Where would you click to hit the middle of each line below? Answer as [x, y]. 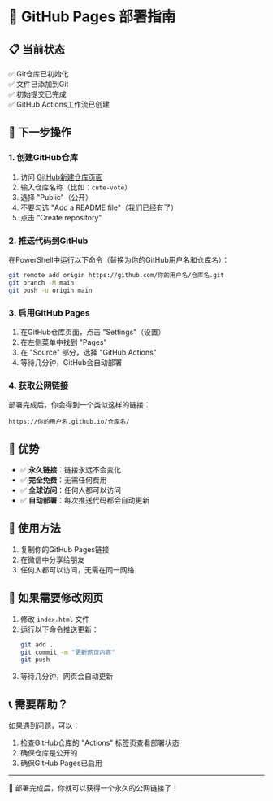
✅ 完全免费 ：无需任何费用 [63, 480]
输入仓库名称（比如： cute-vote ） [76, 187]
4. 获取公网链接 [39, 385]
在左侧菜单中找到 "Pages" [63, 342]
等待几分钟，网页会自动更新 [67, 677]
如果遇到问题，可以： [44, 725]
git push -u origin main [50, 290]
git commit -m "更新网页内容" [67, 652]
